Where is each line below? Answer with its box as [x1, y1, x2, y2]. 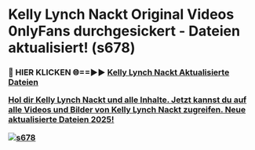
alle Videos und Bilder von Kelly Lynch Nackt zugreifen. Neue [8, 104, 246, 115]
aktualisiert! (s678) [8, 39, 136, 57]
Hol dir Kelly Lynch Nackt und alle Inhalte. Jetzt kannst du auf [8, 94, 247, 105]
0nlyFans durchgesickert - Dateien [8, 22, 241, 40]
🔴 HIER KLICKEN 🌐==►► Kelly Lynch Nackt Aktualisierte [8, 67, 230, 78]
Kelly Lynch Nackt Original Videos [8, 5, 235, 24]
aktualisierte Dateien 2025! [8, 114, 115, 125]
